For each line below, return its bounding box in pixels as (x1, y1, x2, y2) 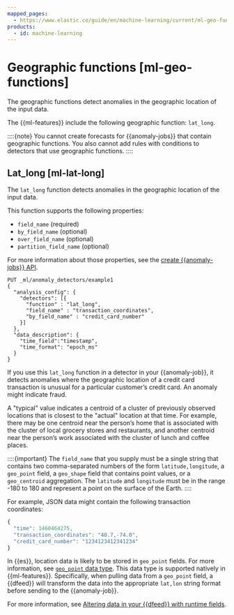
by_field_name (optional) (17, 227, 88, 236)
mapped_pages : (7, 10, 49, 17)
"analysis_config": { (13, 289, 77, 296)
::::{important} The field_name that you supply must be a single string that (7, 455, 219, 462)
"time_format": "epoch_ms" (19, 344, 98, 351)
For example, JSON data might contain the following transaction (7, 498, 191, 506)
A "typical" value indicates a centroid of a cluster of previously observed (7, 404, 216, 412)
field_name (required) (17, 220, 79, 228)
